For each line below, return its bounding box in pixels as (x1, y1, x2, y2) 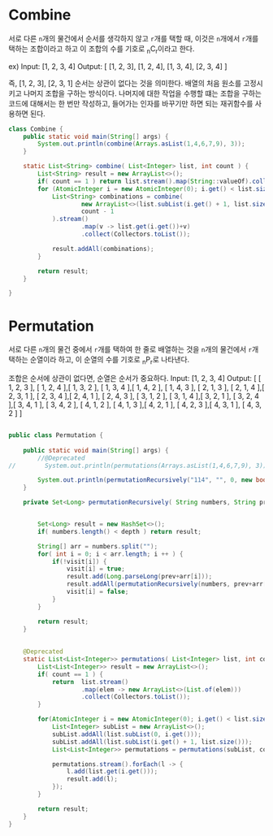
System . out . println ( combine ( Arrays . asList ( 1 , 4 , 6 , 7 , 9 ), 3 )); (37, 140, 245, 148)
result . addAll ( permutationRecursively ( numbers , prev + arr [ (66, 580, 267, 588)
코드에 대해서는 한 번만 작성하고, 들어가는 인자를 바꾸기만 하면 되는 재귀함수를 (8, 98, 253, 108)
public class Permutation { (8, 431, 104, 440)
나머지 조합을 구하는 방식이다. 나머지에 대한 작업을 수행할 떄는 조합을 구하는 (23, 88, 262, 98)
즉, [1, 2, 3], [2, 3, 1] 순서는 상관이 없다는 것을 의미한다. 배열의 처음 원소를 (8, 78, 242, 88)
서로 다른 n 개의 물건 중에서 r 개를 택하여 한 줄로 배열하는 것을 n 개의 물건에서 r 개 (8, 344, 259, 354)
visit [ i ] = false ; (66, 587, 129, 596)
